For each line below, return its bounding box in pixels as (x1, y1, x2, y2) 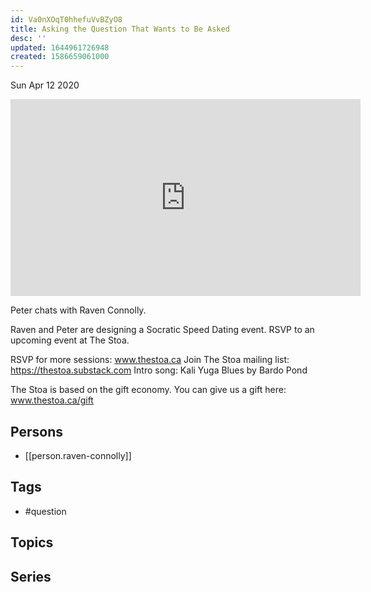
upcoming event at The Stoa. (10, 334, 130, 346)
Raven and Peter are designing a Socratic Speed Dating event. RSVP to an (10, 324, 315, 336)
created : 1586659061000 (10, 52, 110, 62)
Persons (10, 423, 63, 440)
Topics (10, 534, 54, 551)
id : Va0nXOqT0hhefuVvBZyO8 (10, 14, 123, 25)
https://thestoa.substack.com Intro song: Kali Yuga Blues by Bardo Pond (10, 364, 308, 376)
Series (10, 568, 52, 585)
